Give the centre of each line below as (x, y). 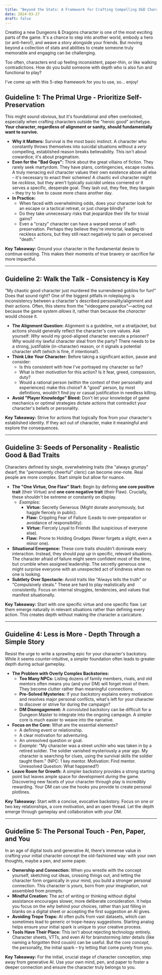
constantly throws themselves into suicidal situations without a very (79, 146)
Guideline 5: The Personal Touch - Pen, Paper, (75, 832)
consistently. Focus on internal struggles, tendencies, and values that (81, 589)
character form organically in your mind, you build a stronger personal (81, 880)
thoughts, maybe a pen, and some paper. (46, 861)
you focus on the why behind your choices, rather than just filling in (79, 906)
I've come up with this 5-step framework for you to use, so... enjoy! (72, 82)
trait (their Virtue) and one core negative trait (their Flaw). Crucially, (80, 492)
